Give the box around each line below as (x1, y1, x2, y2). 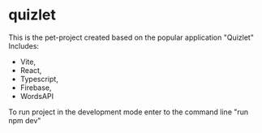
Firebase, (19, 83, 52, 92)
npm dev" (8, 115, 41, 125)
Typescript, (19, 74, 58, 84)
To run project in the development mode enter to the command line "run (8, 107, 249, 117)
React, (19, 65, 42, 75)
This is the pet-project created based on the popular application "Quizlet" (8, 32, 254, 42)
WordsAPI (19, 91, 54, 101)
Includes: (8, 41, 39, 50)
